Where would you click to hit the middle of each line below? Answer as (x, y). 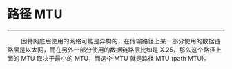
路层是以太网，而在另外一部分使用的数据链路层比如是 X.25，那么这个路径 (112, 50)
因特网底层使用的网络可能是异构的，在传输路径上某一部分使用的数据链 (120, 41)
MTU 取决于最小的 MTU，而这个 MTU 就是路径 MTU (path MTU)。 (115, 58)
